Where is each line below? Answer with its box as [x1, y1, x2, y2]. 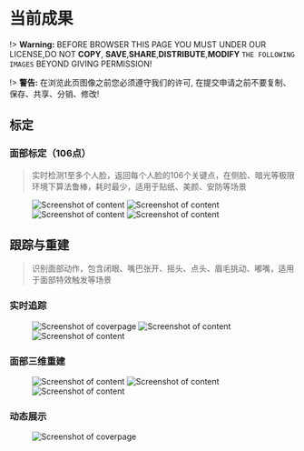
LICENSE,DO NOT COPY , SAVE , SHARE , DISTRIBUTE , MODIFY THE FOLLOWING [9, 48, 295, 59]
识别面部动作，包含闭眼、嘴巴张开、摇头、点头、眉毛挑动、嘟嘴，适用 [31, 263, 295, 274]
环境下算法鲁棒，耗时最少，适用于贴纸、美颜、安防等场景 [31, 181, 247, 192]
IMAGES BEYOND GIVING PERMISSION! [9, 58, 152, 69]
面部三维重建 [9, 355, 66, 367]
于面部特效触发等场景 [31, 275, 112, 286]
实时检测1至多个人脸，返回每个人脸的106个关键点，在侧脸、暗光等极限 [31, 169, 295, 180]
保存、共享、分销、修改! [9, 88, 100, 99]
